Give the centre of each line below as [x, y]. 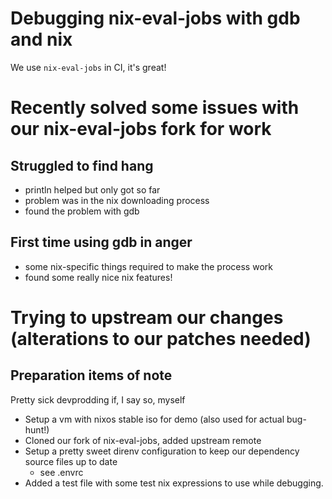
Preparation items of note [91, 375]
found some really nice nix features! [98, 277]
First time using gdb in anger [101, 242]
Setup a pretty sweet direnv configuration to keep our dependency [162, 451]
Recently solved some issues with [155, 108]
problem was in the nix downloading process [117, 200]
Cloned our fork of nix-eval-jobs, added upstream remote [143, 440]
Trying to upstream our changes [147, 317]
